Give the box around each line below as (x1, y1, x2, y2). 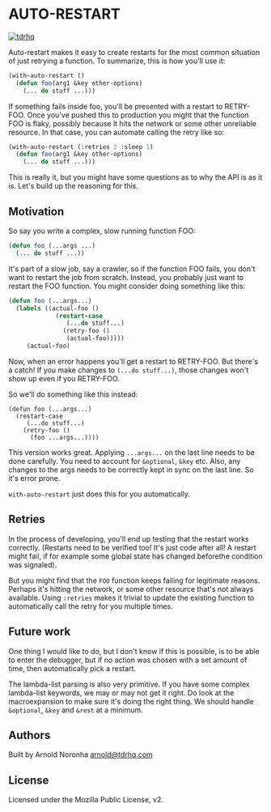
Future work (8, 625, 71, 639)
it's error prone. (8, 473, 61, 483)
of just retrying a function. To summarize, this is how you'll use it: (8, 56, 226, 66)
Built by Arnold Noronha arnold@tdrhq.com (8, 750, 154, 759)
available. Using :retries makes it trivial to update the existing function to (8, 593, 255, 602)
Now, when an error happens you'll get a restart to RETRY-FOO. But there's (8, 356, 259, 366)
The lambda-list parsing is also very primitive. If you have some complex (8, 679, 250, 689)
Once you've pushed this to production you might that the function (27, 110, 249, 120)
